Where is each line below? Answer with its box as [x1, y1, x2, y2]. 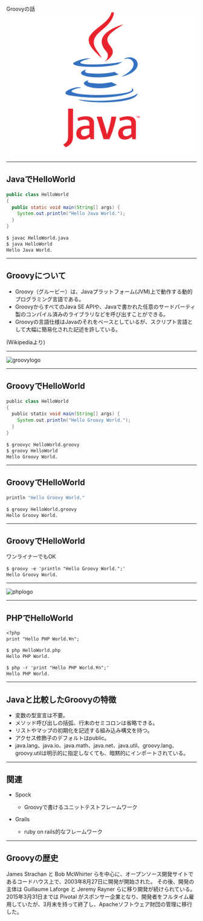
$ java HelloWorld [6, 241, 53, 247]
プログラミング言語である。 [14, 295, 85, 302]
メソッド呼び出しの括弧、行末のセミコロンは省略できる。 [14, 719, 158, 727]
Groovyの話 [6, 5, 35, 12]
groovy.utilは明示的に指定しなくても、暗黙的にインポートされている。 [14, 749, 189, 757]
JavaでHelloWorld [6, 174, 76, 184]
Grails [14, 815, 30, 822]
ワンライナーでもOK [6, 553, 56, 561]
